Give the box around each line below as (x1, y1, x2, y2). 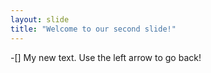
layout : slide (10, 14, 70, 25)
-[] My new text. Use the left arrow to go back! (10, 51, 202, 63)
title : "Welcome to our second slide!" (10, 24, 177, 34)
